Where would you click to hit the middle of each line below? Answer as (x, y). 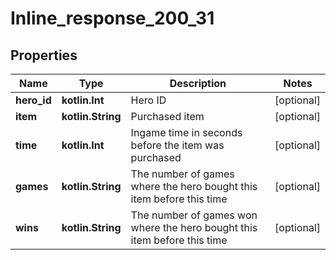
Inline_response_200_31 (112, 18)
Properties (44, 55)
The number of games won (194, 215)
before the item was (177, 145)
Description (198, 83)
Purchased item (167, 116)
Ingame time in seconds (186, 132)
